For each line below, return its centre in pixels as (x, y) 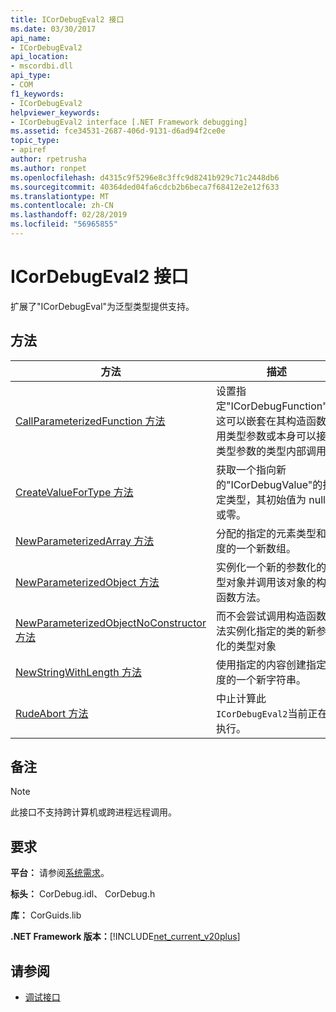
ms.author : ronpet (48, 168)
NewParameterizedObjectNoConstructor (111, 623)
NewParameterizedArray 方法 (85, 541)
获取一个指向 (246, 469)
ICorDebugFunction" (279, 406)
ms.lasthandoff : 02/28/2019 (69, 215)
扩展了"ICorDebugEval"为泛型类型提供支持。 (102, 306)
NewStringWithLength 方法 (78, 672)
